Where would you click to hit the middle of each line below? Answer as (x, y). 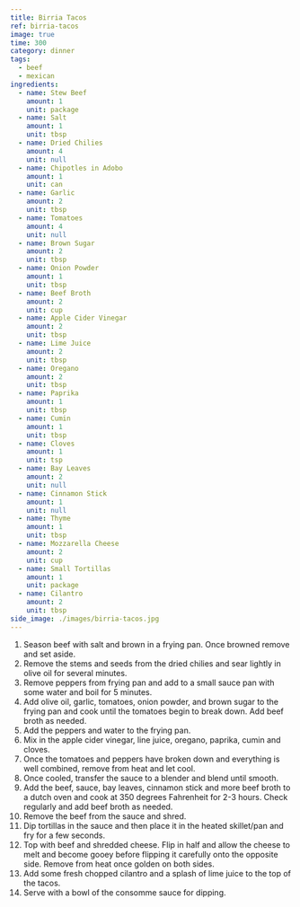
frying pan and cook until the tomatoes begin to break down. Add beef (153, 711)
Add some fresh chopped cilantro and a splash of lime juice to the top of (157, 873)
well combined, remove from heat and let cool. (109, 768)
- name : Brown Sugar (57, 243)
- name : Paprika (49, 393)
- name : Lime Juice (55, 343)
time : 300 (29, 43)
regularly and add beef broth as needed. (98, 806)
